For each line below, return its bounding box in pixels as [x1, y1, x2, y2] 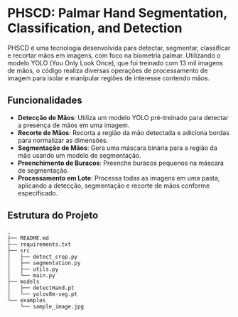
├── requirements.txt [7, 240, 72, 248]
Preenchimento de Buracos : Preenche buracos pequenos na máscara [17, 158, 224, 167]
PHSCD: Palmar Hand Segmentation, [7, 5, 227, 21]
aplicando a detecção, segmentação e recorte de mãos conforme [17, 181, 210, 190]
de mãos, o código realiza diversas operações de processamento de [7, 66, 208, 75]
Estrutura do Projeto [7, 210, 99, 222]
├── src [7, 247, 31, 254]
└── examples [7, 296, 46, 303]
